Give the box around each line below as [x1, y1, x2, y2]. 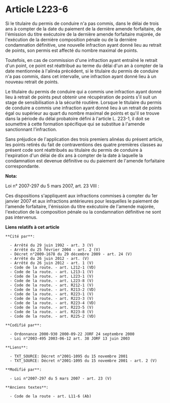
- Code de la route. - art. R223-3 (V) [10, 296, 94, 301]
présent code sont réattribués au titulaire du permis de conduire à [5, 147, 143, 153]
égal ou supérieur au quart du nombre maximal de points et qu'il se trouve [5, 110, 160, 116]
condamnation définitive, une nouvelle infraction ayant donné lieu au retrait [5, 42, 162, 48]
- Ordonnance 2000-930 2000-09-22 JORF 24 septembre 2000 [10, 331, 135, 337]
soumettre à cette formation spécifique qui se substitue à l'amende [5, 121, 145, 127]
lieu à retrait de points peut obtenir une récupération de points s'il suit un [5, 94, 157, 100]
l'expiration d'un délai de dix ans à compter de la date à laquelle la [5, 152, 143, 158]
